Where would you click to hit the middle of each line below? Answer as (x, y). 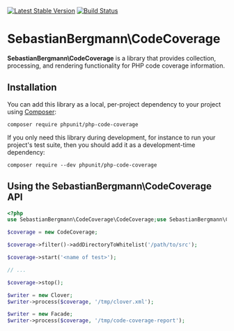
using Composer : (32, 111)
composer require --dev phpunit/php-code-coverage (82, 165)
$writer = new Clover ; (40, 295)
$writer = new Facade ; (40, 314)
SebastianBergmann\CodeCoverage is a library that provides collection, (112, 58)
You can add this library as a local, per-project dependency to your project (114, 104)
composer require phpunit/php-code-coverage (73, 124)
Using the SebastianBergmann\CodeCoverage (110, 186)
